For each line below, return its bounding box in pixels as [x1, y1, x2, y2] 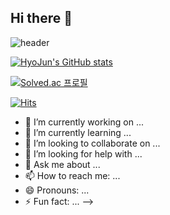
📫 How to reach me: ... [24, 169, 121, 181]
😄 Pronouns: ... [24, 184, 90, 196]
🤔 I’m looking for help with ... [24, 147, 143, 160]
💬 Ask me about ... [24, 158, 101, 170]
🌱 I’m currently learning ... [24, 126, 132, 138]
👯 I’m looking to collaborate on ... [24, 137, 161, 149]
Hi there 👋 [10, 10, 73, 27]
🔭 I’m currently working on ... [24, 116, 144, 128]
